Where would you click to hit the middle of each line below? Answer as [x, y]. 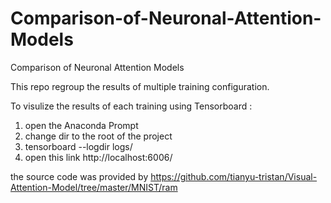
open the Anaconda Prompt [81, 125]
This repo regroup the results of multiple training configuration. [140, 86]
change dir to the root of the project [98, 136]
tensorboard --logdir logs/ [78, 146]
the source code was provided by [79, 176]
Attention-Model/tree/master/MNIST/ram [94, 187]
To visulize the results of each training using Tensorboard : [131, 106]
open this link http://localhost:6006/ [98, 157]
